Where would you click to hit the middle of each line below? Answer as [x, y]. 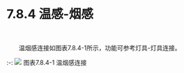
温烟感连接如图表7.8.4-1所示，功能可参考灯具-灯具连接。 [100, 48]
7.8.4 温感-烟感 [50, 14]
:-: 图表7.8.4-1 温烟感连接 [47, 62]
